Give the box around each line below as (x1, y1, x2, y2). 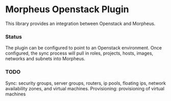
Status (5, 33, 22, 40)
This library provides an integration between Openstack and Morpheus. (5, 20, 156, 27)
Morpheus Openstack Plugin (5, 4, 129, 15)
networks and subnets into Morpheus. (5, 56, 86, 62)
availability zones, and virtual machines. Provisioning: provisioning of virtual (5, 85, 165, 91)
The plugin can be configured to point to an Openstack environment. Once (5, 45, 162, 51)
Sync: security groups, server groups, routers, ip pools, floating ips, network (5, 80, 166, 86)
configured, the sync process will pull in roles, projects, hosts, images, (5, 50, 154, 57)
